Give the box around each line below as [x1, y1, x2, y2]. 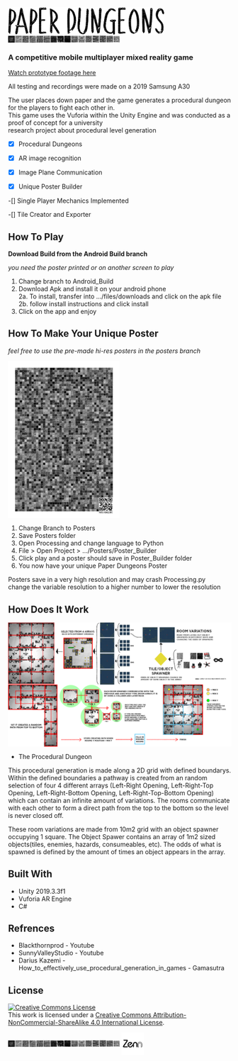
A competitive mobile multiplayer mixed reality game [8, 52, 194, 62]
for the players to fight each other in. [8, 103, 115, 112]
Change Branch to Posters [18, 524, 96, 532]
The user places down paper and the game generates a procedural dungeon [8, 96, 232, 104]
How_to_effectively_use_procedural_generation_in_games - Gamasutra [18, 964, 225, 972]
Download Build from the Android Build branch [8, 249, 148, 258]
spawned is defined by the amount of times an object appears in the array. [8, 847, 226, 856]
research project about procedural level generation [8, 126, 157, 134]
